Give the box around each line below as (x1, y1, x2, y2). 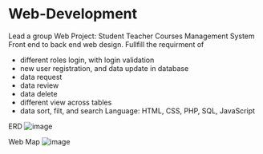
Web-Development (8, 5, 138, 23)
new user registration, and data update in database (19, 63, 189, 73)
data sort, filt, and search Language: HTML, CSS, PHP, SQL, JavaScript (19, 105, 255, 116)
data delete (19, 89, 58, 98)
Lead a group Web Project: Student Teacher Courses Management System (8, 31, 255, 41)
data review (19, 81, 59, 90)
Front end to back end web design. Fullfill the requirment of (8, 39, 204, 49)
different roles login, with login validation (19, 55, 155, 65)
